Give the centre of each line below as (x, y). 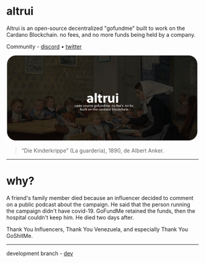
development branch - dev (40, 253)
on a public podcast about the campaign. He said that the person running (98, 204)
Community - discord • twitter (44, 46)
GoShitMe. (20, 235)
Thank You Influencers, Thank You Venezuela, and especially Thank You (97, 229)
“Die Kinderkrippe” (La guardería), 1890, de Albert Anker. (93, 150)
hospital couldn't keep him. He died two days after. (70, 217)
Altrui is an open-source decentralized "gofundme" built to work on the (96, 28)
